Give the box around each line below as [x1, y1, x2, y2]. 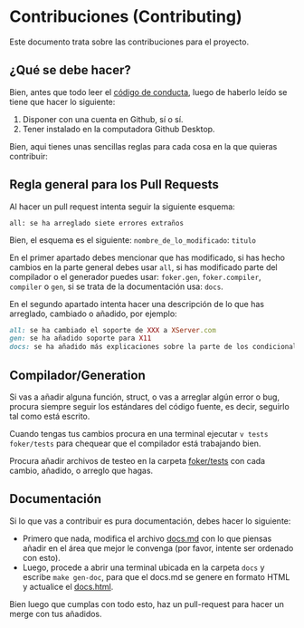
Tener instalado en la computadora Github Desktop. [22, 123, 215, 134]
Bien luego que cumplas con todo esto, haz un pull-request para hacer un [9, 598, 285, 609]
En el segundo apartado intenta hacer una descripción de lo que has [9, 298, 265, 309]
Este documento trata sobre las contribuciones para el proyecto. [9, 36, 250, 47]
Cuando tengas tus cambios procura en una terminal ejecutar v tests [9, 429, 269, 439]
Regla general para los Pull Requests [9, 177, 219, 192]
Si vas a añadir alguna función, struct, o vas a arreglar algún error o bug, [9, 391, 280, 402]
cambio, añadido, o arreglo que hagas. [9, 465, 154, 476]
